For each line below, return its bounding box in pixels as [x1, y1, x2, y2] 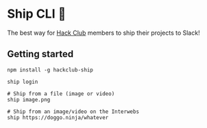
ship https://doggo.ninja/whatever [7, 114, 109, 121]
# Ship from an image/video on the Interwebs [7, 108, 139, 115]
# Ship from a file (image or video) [7, 90, 115, 97]
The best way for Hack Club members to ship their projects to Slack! [7, 29, 200, 37]
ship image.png [7, 96, 51, 103]
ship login [7, 78, 38, 85]
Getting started [7, 48, 74, 60]
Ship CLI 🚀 [7, 6, 66, 22]
